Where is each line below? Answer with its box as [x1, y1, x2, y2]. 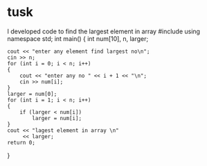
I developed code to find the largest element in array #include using [7, 27, 201, 35]
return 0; [7, 139, 36, 146]
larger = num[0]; [7, 90, 57, 97]
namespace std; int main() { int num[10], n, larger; [7, 34, 149, 42]
